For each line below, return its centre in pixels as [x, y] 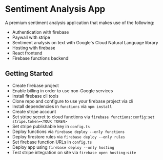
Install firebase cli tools [35, 96]
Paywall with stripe [31, 37]
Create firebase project [35, 85]
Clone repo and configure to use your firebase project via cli [72, 101]
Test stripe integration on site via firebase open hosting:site [74, 152]
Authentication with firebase [41, 32]
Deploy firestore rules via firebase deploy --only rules [69, 136]
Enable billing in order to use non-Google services [62, 91]
